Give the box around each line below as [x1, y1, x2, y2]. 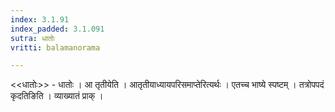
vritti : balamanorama [10, 42, 101, 53]
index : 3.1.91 [10, 14, 70, 25]
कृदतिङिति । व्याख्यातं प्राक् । [10, 90, 104, 102]
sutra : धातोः [10, 33, 56, 43]
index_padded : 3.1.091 [10, 24, 105, 34]
